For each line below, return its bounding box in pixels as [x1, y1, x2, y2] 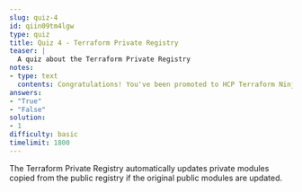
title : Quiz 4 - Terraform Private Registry [9, 38, 179, 48]
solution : [9, 113, 47, 122]
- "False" [9, 105, 47, 114]
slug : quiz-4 [9, 13, 58, 22]
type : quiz [9, 30, 50, 39]
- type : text [9, 72, 58, 81]
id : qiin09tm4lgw [9, 22, 75, 31]
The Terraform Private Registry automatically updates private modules [9, 162, 270, 173]
